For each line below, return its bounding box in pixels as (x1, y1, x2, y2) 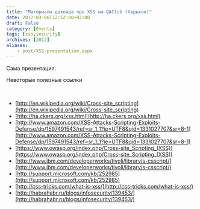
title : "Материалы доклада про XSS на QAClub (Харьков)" (6, 8, 152, 15)
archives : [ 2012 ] (6, 37, 50, 43)
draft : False (6, 20, 39, 26)
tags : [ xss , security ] (6, 31, 61, 37)
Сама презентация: (6, 64, 56, 72)
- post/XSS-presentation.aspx (17, 48, 93, 54)
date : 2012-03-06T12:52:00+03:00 (6, 14, 90, 20)
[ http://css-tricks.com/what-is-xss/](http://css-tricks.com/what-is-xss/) (14, 182, 194, 190)
